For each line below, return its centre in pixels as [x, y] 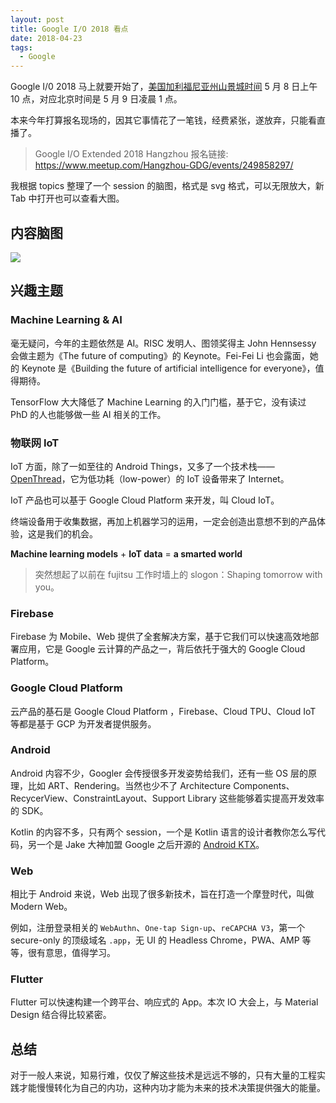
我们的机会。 [71, 533]
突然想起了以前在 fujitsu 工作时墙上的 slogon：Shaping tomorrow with [178, 574]
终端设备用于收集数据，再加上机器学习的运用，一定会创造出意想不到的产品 [163, 521]
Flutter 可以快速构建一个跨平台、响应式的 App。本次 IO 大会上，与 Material [164, 1002]
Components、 [264, 785]
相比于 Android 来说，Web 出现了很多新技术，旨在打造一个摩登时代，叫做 [162, 894]
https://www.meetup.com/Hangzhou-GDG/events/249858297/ [164, 165]
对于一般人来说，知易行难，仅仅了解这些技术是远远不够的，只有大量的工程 [163, 1075]
